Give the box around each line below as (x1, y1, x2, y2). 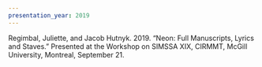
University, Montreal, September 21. (8, 50, 125, 59)
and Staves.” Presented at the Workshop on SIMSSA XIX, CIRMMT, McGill (8, 41, 248, 51)
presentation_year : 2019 (8, 11, 90, 20)
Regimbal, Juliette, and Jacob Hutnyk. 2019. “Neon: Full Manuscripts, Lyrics (8, 33, 255, 43)
